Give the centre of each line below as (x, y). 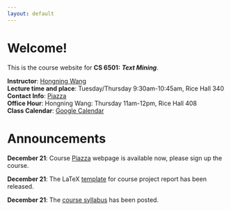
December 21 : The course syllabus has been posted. (83, 200)
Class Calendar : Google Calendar (56, 110)
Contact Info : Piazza (37, 95)
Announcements (57, 138)
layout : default (31, 14)
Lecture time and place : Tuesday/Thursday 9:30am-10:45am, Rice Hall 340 (116, 88)
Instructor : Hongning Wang (47, 81)
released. (21, 186)
